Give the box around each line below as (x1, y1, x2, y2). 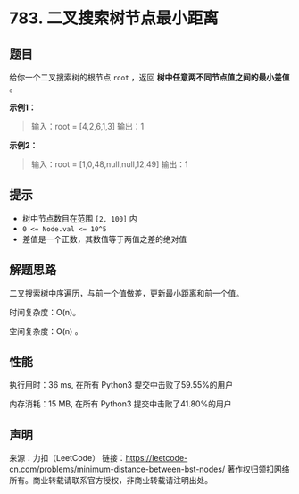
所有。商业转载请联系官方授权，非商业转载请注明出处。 (9, 475, 212, 486)
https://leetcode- (125, 453, 188, 464)
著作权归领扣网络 (227, 464, 290, 474)
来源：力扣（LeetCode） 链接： (9, 453, 127, 464)
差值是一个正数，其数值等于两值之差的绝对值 (21, 233, 187, 244)
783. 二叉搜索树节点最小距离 (9, 8, 219, 29)
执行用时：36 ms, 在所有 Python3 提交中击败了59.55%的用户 (9, 380, 234, 390)
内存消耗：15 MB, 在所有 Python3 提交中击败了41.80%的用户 (9, 398, 232, 409)
